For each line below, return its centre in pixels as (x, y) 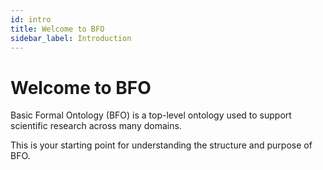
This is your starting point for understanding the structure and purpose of (161, 145)
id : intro (31, 19)
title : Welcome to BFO (57, 29)
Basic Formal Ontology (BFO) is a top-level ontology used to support (151, 115)
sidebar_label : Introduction (71, 38)
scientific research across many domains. (96, 126)
